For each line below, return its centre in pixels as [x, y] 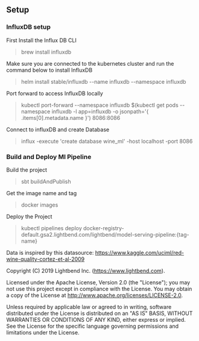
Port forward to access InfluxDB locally [55, 93]
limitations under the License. [43, 332]
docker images [39, 205]
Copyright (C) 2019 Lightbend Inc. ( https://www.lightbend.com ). [86, 271]
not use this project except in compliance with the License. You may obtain [99, 289]
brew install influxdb [46, 52]
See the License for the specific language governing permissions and [93, 326]
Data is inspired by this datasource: [50, 252]
